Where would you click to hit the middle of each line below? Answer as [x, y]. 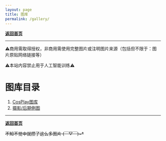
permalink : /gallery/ [27, 19]
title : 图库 [17, 14]
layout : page [19, 10]
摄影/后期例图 [26, 108]
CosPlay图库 [25, 102]
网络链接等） [31, 55]
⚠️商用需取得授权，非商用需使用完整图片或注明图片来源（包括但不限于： [79, 49]
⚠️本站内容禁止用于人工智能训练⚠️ [40, 65]
